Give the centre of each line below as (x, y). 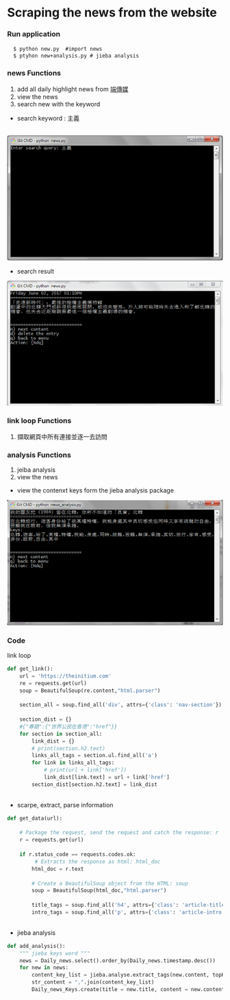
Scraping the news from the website (112, 13)
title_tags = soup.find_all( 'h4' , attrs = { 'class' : (105, 905)
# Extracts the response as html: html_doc (98, 861)
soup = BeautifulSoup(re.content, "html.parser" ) (90, 691)
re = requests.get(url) (53, 683)
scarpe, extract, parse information (65, 805)
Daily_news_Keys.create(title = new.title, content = (110, 990)
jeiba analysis (36, 470)
